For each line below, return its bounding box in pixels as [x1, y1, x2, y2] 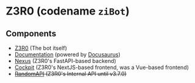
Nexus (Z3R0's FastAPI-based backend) [14, 58, 117, 64]
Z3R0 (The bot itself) [14, 44, 68, 51]
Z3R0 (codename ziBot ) [6, 4, 130, 18]
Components [6, 28, 56, 39]
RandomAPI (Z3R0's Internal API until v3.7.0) [14, 70, 127, 77]
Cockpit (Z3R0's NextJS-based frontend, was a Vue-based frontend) [14, 64, 189, 71]
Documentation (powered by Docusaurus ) [14, 51, 120, 58]
